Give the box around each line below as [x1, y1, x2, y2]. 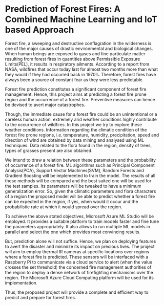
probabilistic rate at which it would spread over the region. [5, 204, 123, 210]
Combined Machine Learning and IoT [5, 14, 158, 25]
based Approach [5, 24, 74, 35]
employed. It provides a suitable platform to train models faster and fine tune [5, 218, 159, 224]
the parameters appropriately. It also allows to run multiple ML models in [5, 223, 150, 229]
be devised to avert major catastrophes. [5, 102, 85, 108]
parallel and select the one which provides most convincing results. [5, 229, 141, 235]
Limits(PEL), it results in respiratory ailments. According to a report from [5, 61, 150, 67]
